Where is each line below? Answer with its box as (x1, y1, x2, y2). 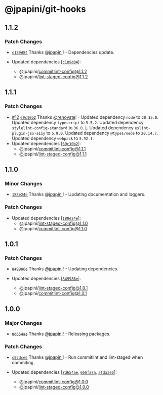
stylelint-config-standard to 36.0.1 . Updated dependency (11, 125, 134, 131)
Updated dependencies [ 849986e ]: (11, 276, 81, 282)
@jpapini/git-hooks (4, 3, 86, 15)
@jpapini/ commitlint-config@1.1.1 (19, 146, 86, 151)
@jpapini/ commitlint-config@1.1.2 (19, 68, 87, 74)
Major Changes (4, 319, 42, 326)
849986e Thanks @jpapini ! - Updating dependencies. (11, 266, 119, 272)
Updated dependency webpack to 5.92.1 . (11, 135, 94, 141)
